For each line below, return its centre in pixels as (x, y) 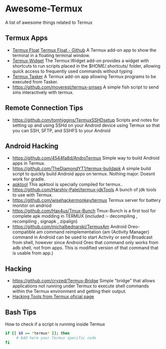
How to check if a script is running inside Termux (55, 324)
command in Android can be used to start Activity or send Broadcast (82, 237)
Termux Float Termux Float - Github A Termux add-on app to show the (84, 50)
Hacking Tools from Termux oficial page (53, 297)
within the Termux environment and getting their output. (69, 291)
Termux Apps (27, 38)
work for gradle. (29, 179)
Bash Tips (21, 312)
